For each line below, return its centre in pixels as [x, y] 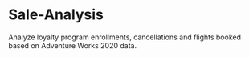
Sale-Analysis [56, 15]
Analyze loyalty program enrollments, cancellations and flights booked [124, 37]
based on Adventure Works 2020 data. [73, 45]
